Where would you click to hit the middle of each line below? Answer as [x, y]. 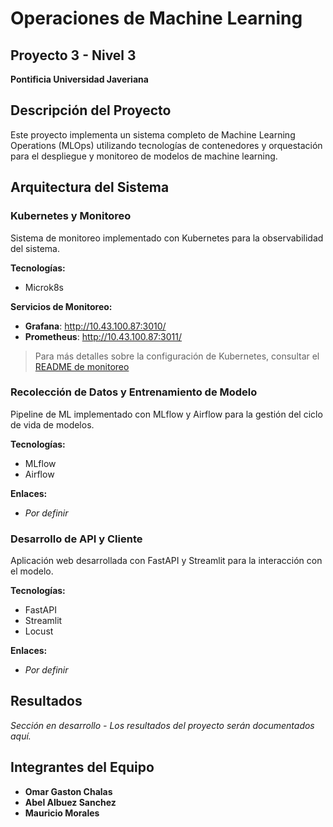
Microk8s [44, 287]
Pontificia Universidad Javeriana [79, 79]
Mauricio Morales [62, 813]
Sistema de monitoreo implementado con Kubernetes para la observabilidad [167, 238]
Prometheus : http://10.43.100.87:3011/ [103, 336]
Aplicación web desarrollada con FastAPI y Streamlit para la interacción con [166, 561]
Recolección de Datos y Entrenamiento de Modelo [134, 392]
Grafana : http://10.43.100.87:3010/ [95, 326]
